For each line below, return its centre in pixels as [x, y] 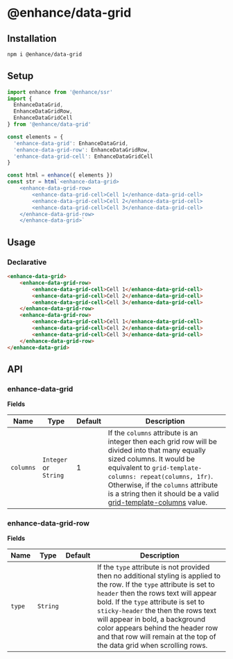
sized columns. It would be [152, 459]
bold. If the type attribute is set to [151, 602]
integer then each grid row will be [162, 441]
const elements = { [35, 137]
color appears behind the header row [157, 628]
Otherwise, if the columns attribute [163, 485]
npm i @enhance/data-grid [44, 54]
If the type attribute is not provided [153, 567]
